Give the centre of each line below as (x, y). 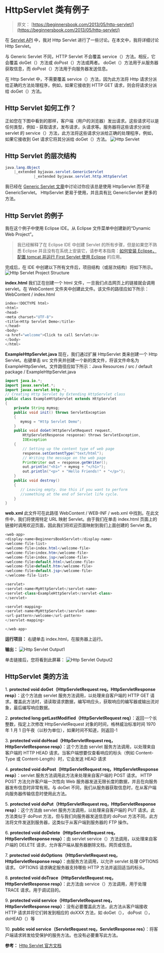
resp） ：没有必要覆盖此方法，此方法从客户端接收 (99, 906)
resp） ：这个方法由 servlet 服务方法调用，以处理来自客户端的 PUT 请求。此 (80, 810)
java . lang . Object (23, 167)
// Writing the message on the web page (64, 458)
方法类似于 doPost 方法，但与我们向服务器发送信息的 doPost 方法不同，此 (79, 816)
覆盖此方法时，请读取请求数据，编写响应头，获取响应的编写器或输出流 (84, 701)
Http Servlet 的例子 (34, 215)
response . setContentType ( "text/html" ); (63, 453)
